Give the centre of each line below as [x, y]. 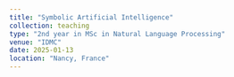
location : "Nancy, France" [59, 58]
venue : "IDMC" [36, 42]
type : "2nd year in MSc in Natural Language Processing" [117, 34]
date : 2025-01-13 [42, 50]
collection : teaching [50, 26]
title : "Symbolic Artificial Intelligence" [92, 17]
